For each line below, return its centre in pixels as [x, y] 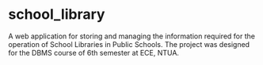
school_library [57, 14]
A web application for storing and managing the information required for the [132, 36]
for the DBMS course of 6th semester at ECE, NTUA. [94, 52]
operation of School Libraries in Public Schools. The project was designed [129, 44]
